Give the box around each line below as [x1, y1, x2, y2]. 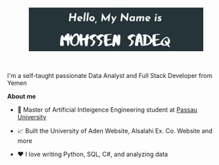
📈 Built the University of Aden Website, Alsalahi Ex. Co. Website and [17, 127, 213, 135]
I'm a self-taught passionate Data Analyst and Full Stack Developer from [7, 72, 213, 80]
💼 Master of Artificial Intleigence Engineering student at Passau [17, 106, 198, 114]
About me [7, 93, 37, 101]
